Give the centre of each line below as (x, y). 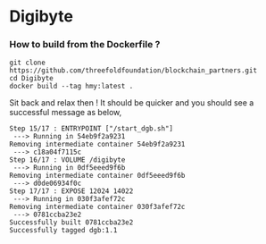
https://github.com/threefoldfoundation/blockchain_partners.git (133, 71)
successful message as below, (66, 113)
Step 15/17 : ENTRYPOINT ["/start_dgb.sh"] (91, 129)
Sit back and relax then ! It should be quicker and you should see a (132, 103)
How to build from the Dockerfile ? (85, 45)
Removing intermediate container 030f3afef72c (97, 207)
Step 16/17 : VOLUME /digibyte (67, 160)
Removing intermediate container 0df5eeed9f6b (97, 176)
